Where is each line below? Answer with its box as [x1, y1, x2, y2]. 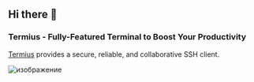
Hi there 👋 [8, 8, 58, 21]
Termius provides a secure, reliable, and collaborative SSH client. [8, 49, 220, 59]
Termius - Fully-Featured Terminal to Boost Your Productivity [8, 32, 247, 43]
